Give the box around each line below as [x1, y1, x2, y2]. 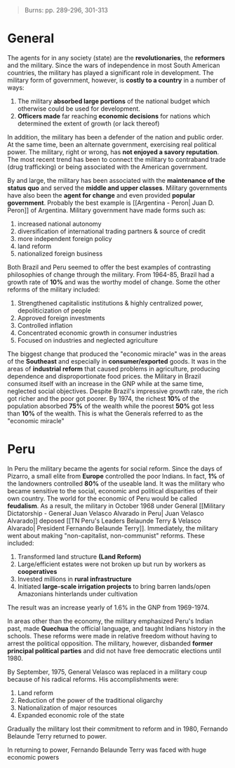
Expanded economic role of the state [17, 711, 125, 719]
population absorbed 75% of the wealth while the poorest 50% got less [7, 402, 215, 410]
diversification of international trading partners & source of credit [17, 227, 206, 235]
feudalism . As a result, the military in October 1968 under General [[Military [7, 501, 226, 510]
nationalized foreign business [17, 249, 103, 258]
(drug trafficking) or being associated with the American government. [7, 163, 208, 171]
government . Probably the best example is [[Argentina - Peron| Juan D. [7, 198, 215, 207]
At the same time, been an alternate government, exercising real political [7, 140, 217, 149]
